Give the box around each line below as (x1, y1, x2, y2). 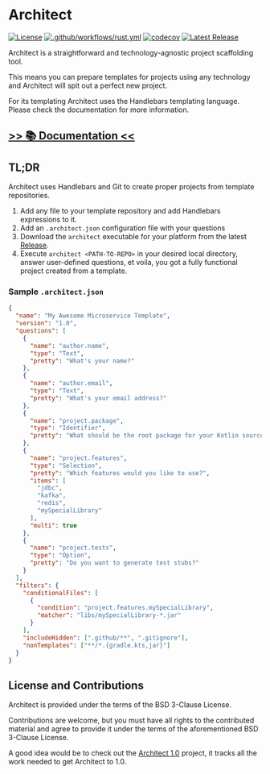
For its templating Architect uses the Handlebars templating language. (8, 96, 239, 106)
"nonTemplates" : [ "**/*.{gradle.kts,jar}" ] (22, 641, 171, 649)
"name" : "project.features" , (29, 453, 128, 462)
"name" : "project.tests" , (29, 544, 117, 553)
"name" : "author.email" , (29, 379, 113, 387)
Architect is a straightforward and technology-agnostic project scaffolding (8, 48, 254, 57)
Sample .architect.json (8, 286, 104, 297)
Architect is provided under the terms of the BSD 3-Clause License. (8, 700, 231, 710)
